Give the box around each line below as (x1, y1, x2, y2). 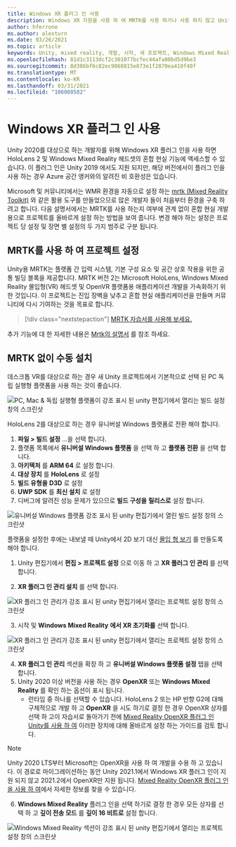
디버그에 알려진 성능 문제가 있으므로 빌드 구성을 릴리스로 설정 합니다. (17, 496, 205, 505)
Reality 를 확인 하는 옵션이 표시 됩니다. (17, 686, 124, 694)
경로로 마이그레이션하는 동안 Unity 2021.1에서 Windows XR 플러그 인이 (23, 767, 219, 775)
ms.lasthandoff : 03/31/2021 (7, 82, 90, 89)
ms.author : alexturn (7, 30, 68, 37)
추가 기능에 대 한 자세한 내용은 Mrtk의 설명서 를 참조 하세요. (7, 330, 171, 338)
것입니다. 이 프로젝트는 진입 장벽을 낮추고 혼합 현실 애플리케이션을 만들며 (14, 291, 214, 299)
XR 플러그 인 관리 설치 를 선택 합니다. (17, 582, 119, 590)
